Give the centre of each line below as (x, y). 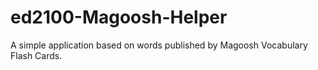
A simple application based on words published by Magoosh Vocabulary (159, 45)
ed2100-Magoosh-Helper (119, 17)
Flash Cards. (36, 55)
